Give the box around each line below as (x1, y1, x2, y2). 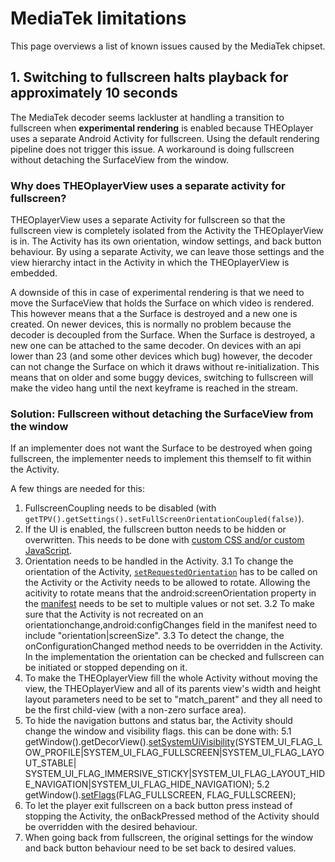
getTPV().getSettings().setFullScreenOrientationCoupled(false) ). (24, 513, 305, 525)
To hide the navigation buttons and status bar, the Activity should (24, 715, 293, 727)
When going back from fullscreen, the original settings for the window (24, 832, 314, 844)
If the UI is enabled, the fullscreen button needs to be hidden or (24, 523, 287, 536)
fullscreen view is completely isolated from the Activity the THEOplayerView (10, 225, 324, 237)
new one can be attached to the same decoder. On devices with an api (10, 340, 302, 352)
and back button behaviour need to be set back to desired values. (24, 842, 297, 854)
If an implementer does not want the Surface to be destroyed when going (10, 442, 313, 454)
